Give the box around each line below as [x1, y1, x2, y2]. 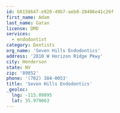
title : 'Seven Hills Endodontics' [6, 81, 93, 87]
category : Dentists [6, 42, 55, 48]
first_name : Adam [6, 14, 50, 20]
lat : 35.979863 [11, 97, 50, 103]
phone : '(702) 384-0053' [6, 75, 68, 81]
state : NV [6, 64, 31, 71]
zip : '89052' [6, 70, 39, 76]
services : [6, 31, 31, 37]
